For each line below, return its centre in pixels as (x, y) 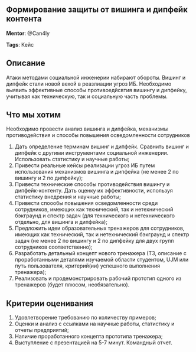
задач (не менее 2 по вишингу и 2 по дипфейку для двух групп (94, 241)
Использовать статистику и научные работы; (72, 159)
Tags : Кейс (20, 44)
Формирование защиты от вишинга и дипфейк (97, 10)
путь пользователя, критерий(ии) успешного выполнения (87, 266)
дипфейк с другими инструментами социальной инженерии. (92, 153)
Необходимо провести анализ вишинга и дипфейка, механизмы (87, 129)
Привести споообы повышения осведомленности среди (86, 203)
